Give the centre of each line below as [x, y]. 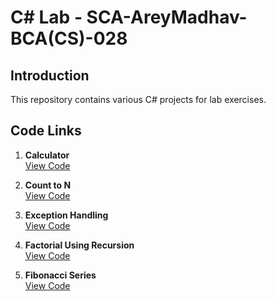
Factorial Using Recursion [79, 245]
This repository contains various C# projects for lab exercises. [138, 99]
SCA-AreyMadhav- [167, 17]
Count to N [48, 185]
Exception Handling [66, 215]
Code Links [46, 131]
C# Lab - [46, 17]
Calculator [47, 155]
